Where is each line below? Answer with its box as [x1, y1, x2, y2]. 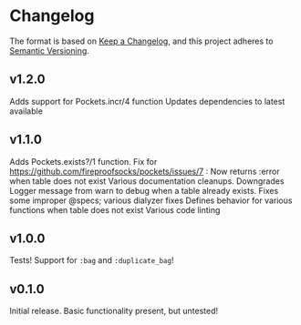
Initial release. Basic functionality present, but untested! [9, 306, 219, 317]
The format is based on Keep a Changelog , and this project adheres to [9, 36, 274, 46]
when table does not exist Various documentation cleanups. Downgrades [9, 175, 285, 187]
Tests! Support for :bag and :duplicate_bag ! [9, 255, 174, 266]
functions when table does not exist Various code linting [9, 204, 221, 215]
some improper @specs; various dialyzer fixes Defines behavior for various [9, 195, 293, 206]
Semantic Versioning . [9, 45, 89, 56]
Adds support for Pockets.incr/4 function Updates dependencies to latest [9, 96, 285, 107]
